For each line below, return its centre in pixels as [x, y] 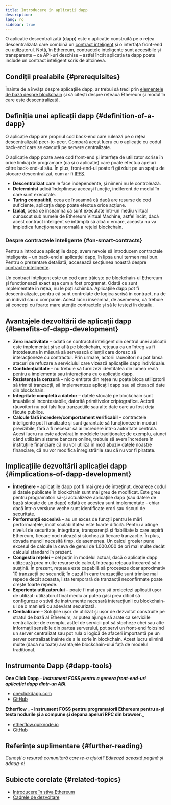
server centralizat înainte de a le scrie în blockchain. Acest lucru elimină [88, 639]
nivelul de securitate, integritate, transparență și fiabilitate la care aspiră [88, 530]
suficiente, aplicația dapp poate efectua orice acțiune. [69, 205]
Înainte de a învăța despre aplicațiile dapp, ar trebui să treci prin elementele [84, 89]
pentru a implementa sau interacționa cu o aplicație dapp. [73, 374]
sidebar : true [20, 24]
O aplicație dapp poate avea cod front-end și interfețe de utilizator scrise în [84, 157]
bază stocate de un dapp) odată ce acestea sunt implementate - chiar [86, 503]
